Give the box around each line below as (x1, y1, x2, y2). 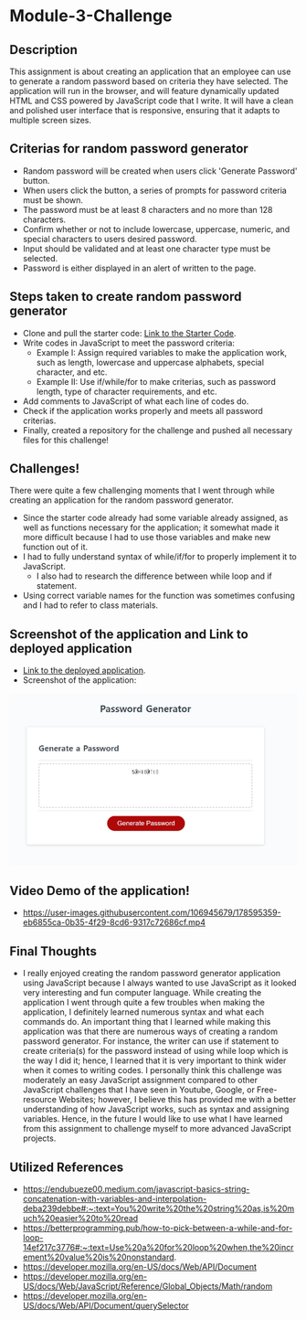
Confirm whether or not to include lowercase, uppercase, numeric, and (22, 223, 290, 234)
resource (22, 1094, 58, 1105)
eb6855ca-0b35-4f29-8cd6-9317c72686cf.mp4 (22, 917, 206, 928)
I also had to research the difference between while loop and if (36, 570, 272, 581)
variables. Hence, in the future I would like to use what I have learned (22, 1113, 283, 1124)
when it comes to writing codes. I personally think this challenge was (22, 1065, 282, 1076)
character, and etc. (36, 367, 108, 378)
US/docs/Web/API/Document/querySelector (22, 1300, 189, 1312)
